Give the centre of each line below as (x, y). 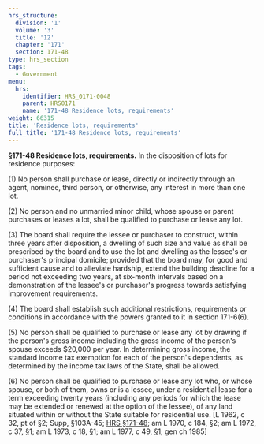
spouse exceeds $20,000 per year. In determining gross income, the (119, 349)
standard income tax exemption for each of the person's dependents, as (126, 357)
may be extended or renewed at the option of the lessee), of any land (121, 406)
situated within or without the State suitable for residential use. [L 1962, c (126, 414)
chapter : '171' (40, 45)
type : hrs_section (38, 60)
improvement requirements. (53, 293)
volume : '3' (35, 30)
